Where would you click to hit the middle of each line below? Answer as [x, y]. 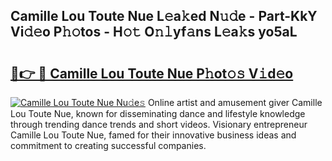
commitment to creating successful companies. [108, 145]
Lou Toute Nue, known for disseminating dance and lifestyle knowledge [158, 113]
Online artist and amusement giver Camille [235, 102]
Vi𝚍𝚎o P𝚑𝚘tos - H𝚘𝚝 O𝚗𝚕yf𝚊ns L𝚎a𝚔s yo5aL [154, 32]
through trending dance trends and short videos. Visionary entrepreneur [159, 124]
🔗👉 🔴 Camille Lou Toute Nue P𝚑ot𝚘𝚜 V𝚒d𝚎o [152, 73]
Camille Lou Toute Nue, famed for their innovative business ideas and [153, 135]
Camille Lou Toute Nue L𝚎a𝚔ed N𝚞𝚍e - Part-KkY [164, 16]
